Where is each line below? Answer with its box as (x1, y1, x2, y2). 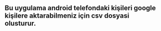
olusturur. (4, 19, 36, 28)
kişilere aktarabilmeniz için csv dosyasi (4, 12, 130, 20)
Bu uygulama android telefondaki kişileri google (4, 4, 156, 12)
